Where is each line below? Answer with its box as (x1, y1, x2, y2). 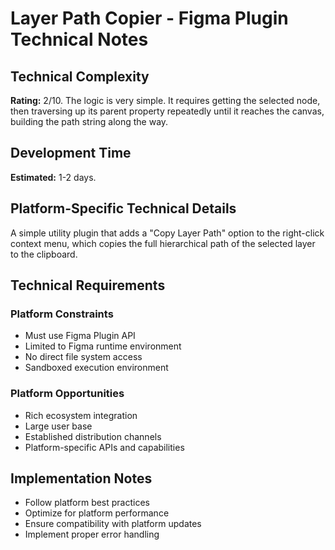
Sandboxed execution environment (24, 362, 169, 374)
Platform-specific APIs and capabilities (24, 441, 185, 453)
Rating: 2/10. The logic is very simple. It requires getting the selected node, (10, 95, 321, 106)
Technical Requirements (10, 277, 166, 294)
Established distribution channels (24, 430, 162, 442)
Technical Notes (10, 28, 149, 51)
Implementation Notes (10, 470, 153, 487)
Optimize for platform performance (24, 507, 170, 519)
